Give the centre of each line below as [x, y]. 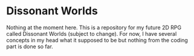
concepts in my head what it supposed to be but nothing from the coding [97, 40]
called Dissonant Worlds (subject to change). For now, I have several [92, 33]
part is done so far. [30, 46]
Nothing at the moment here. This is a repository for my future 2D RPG [94, 27]
